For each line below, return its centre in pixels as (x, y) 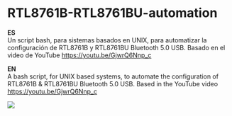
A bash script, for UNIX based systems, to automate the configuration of (113, 76)
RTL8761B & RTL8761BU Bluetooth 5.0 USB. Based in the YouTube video (113, 83)
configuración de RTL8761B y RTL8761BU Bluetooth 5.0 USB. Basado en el (116, 47)
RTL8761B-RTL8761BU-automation (112, 13)
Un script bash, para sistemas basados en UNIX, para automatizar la (107, 40)
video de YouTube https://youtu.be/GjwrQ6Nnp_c (79, 55)
